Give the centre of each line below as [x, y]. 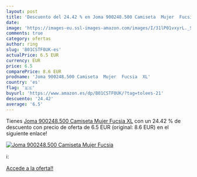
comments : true [25, 33]
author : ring [22, 45]
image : [14, 28]
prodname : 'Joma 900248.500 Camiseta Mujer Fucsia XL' [78, 77]
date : [13, 22]
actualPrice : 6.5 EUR [33, 55]
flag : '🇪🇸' [21, 88]
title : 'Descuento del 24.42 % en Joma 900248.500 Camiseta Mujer [90, 17]
